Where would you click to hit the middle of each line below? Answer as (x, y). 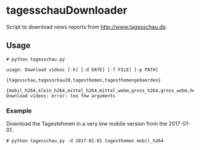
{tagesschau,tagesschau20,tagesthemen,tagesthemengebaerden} (84, 80)
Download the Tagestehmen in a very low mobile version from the (87, 124)
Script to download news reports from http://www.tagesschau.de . (87, 27)
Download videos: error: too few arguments (61, 96)
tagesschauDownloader (67, 10)
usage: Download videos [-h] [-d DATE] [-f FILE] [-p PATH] (82, 70)
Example (19, 111)
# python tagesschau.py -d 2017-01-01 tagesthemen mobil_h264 (85, 141)
